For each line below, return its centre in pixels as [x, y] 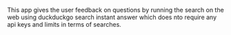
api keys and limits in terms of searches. [64, 24]
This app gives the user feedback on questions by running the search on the [115, 10]
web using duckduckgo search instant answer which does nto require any [112, 17]
